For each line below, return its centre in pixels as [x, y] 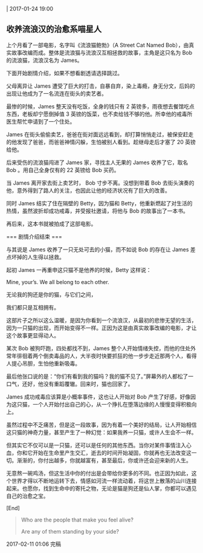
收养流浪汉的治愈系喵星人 [54, 29]
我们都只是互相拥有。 [33, 307]
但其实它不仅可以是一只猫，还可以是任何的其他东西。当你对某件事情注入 [96, 445]
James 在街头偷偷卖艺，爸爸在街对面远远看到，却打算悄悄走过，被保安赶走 [100, 134]
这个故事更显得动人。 [33, 335]
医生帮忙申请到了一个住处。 [41, 121]
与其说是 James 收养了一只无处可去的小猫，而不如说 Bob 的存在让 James [98, 249]
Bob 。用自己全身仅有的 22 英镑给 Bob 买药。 [63, 170]
